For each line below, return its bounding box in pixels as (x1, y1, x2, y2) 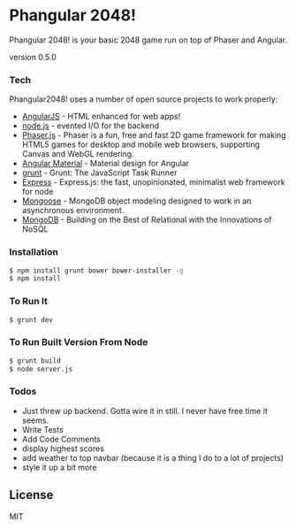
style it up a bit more (21, 462, 97, 472)
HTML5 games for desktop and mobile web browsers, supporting (21, 139, 261, 150)
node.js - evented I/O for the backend (21, 120, 160, 131)
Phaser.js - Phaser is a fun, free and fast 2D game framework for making (21, 130, 286, 141)
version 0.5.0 (9, 51, 57, 62)
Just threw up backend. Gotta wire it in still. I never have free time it (21, 405, 268, 416)
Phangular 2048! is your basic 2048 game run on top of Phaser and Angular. (9, 34, 288, 45)
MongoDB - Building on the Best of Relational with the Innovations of (21, 214, 272, 226)
